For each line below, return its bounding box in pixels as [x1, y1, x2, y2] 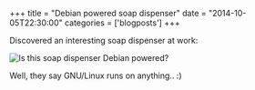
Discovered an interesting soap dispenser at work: [9, 35, 199, 45]
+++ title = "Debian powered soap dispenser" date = [9, 8, 207, 18]
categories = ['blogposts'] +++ [64, 17, 180, 28]
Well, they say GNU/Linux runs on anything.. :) [9, 70, 182, 81]
